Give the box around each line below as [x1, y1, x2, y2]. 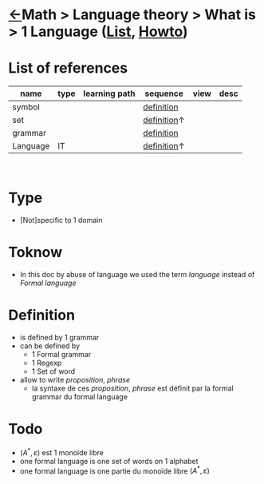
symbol [12, 101, 40, 113]
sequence [144, 88, 183, 99]
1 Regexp [31, 358, 62, 367]
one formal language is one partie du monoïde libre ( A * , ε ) [19, 465, 210, 476]
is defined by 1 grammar [19, 332, 100, 342]
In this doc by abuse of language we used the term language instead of [19, 270, 255, 279]
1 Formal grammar [31, 349, 92, 359]
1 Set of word [31, 366, 76, 376]
